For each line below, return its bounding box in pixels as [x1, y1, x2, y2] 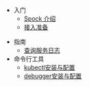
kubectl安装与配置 [23, 64, 75, 71]
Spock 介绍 [23, 14, 56, 23]
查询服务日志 [23, 47, 60, 54]
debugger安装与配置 [23, 72, 82, 80]
